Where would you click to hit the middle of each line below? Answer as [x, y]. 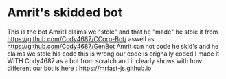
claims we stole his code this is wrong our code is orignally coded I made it [113, 54]
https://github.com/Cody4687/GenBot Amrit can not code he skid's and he [113, 46]
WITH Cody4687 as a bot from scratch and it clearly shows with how [105, 60]
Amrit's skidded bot [65, 13]
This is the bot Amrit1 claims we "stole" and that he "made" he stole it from [113, 32]
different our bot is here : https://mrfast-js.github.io [79, 68]
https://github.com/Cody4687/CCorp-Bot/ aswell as [81, 38]
